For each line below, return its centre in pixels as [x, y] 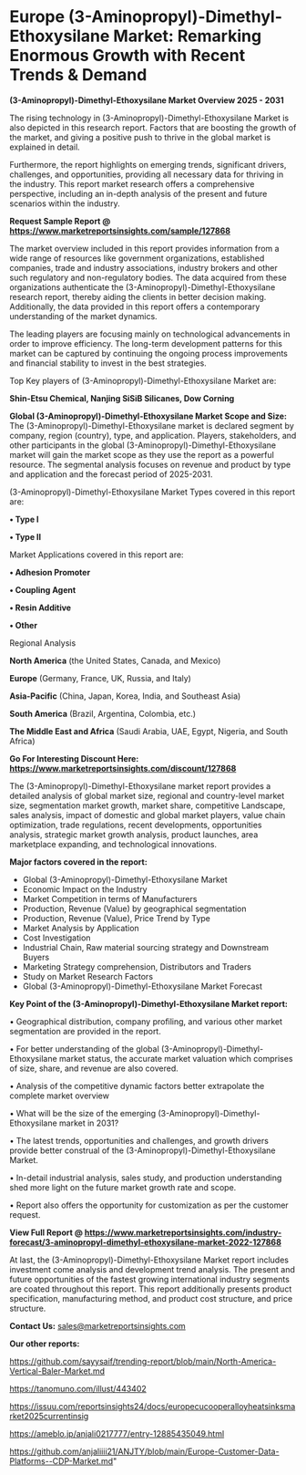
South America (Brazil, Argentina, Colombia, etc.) [103, 713]
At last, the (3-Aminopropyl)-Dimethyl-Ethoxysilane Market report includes [149, 1260]
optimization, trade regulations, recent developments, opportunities [136, 825]
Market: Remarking [188, 36]
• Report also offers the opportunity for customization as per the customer [149, 1205]
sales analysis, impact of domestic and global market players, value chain [148, 815]
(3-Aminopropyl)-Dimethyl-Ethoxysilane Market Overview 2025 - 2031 [147, 100]
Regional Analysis [43, 643]
